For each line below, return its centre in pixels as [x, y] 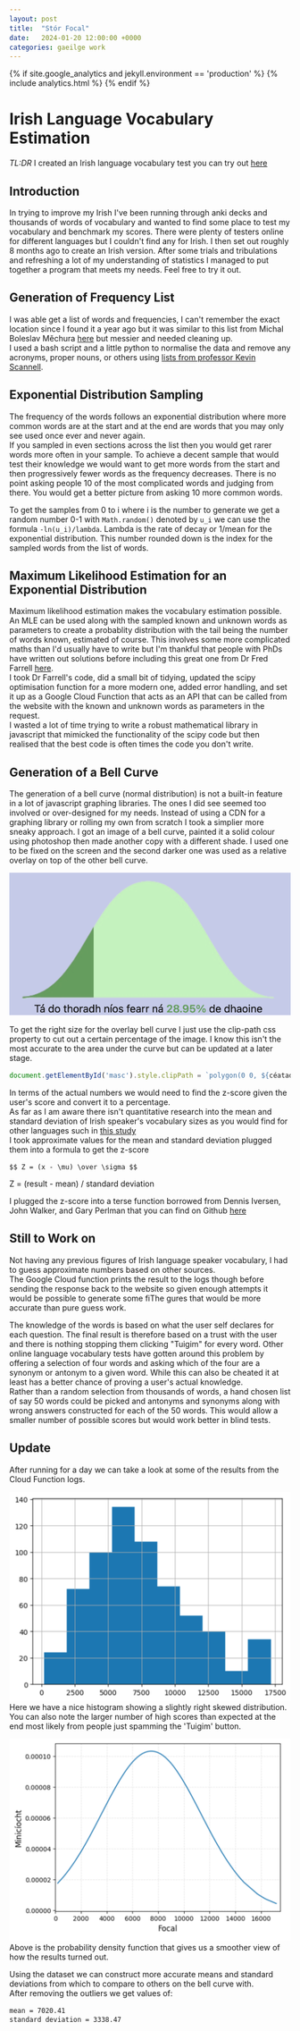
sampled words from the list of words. [79, 548]
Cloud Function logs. [47, 1479]
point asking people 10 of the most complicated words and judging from [142, 483]
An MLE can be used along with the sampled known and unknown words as [148, 620]
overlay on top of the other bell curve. [79, 860]
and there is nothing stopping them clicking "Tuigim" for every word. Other [146, 1344]
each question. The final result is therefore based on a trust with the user [143, 1334]
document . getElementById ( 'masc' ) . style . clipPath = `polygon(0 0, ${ [139, 1076]
